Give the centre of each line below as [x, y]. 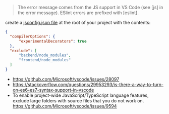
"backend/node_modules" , [45, 55]
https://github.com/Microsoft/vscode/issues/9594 [65, 106]
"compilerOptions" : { [33, 36]
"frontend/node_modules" [45, 60]
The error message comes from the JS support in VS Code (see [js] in [90, 7]
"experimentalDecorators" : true [52, 41]
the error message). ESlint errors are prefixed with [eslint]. [78, 13]
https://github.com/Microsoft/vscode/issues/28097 [66, 79]
